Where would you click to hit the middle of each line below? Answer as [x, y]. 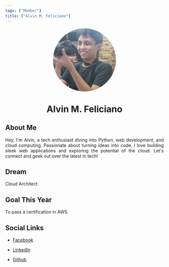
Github [19, 259]
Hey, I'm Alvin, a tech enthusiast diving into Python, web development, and [84, 140]
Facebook [23, 240]
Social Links [25, 228]
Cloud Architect [21, 184]
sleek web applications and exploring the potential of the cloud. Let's [84, 150]
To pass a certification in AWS [36, 212]
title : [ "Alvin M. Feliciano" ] [38, 16]
